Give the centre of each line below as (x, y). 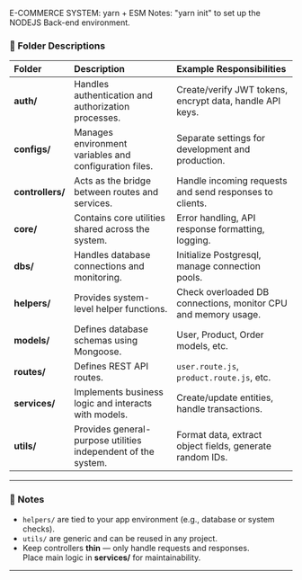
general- (132, 429)
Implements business (119, 392)
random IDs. (202, 458)
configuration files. (113, 166)
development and (213, 149)
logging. (194, 240)
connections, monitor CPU (232, 303)
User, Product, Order (220, 335)
